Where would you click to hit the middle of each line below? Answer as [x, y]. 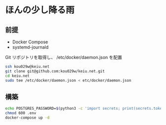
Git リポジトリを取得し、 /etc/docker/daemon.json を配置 [64, 57]
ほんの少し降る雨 [40, 10]
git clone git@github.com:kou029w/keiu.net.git [55, 71]
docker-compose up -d [27, 118]
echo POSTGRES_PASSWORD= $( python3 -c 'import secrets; [63, 109]
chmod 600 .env [21, 113]
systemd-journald [30, 47]
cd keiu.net [17, 76]
